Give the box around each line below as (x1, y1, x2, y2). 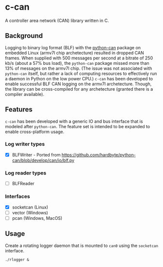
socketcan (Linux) (12, 204, 49, 210)
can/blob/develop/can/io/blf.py (12, 157, 74, 163)
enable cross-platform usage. (5, 129, 65, 134)
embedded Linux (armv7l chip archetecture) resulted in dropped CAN (5, 50, 145, 56)
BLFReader (12, 181, 35, 187)
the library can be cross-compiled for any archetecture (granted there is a (5, 86, 153, 92)
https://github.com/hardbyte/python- (61, 152, 136, 157)
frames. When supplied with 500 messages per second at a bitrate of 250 (5, 55, 153, 61)
